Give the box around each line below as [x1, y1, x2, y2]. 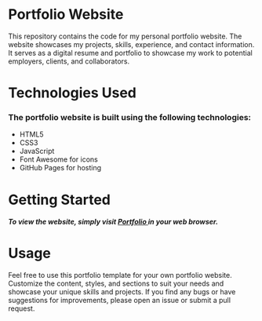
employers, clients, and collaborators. [8, 57, 130, 66]
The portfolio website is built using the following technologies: [8, 112, 252, 123]
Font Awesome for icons [19, 155, 98, 164]
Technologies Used [8, 84, 137, 102]
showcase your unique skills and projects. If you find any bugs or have [8, 287, 236, 297]
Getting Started [8, 191, 111, 209]
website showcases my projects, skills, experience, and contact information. [8, 39, 255, 49]
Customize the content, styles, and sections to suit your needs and [8, 279, 224, 288]
